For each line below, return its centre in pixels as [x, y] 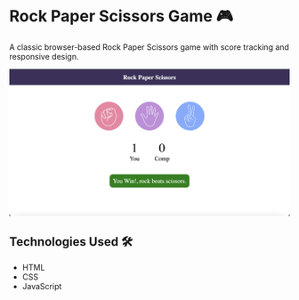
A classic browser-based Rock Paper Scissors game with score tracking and [149, 47]
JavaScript [42, 287]
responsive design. [44, 56]
